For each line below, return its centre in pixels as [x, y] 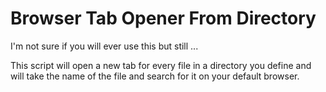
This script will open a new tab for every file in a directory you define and [161, 65]
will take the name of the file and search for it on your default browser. [155, 76]
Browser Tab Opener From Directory [163, 18]
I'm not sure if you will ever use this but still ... [104, 46]
